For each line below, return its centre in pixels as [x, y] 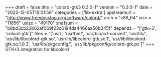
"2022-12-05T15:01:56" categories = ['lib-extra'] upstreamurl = [70, 12]
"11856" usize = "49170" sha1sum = [42, 23]
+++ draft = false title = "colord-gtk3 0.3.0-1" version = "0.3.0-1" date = [79, 7]
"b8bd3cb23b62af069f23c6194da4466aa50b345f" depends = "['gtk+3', [81, 28]
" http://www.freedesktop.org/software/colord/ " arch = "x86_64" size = [78, 18]
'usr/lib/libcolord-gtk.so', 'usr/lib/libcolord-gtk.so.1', [58, 39]
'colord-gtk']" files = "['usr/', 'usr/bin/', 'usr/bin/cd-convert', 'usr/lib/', [76, 33]
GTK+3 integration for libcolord [37, 49]
